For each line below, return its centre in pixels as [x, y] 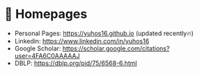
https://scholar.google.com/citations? [116, 48]
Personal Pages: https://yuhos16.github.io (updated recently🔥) [104, 33]
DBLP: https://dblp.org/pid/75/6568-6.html [76, 63]
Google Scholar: [38, 48]
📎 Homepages [46, 14]
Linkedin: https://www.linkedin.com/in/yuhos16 [82, 41]
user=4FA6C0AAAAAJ [47, 55]
